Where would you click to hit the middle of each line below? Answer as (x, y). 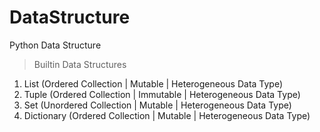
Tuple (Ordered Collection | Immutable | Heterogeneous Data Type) (162, 94)
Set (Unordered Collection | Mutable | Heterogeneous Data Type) (157, 105)
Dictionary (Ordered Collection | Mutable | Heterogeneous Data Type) (167, 115)
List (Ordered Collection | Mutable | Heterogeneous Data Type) (153, 83)
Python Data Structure (55, 45)
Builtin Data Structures (80, 64)
